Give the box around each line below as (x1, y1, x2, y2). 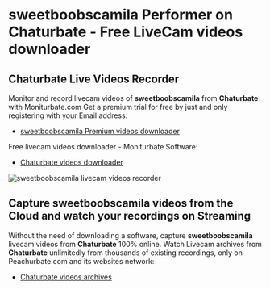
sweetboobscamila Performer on (8, 6, 234, 24)
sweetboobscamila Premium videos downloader (19, 127, 180, 136)
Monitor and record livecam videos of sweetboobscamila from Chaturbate (8, 94, 259, 103)
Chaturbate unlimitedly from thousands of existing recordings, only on (8, 248, 243, 258)
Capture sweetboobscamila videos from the (8, 196, 234, 211)
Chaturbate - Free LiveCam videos (8, 23, 243, 41)
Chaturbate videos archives (19, 272, 113, 282)
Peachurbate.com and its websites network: (8, 256, 155, 266)
